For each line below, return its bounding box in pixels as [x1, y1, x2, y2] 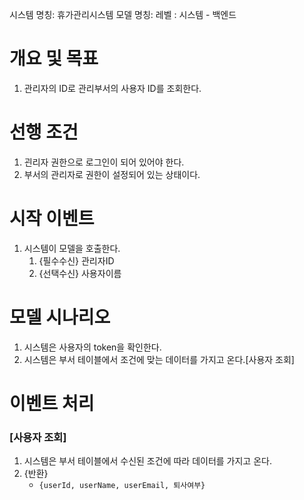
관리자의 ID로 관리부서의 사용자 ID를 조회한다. [23, 82, 202, 94]
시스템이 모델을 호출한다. [23, 242, 121, 254]
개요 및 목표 [9, 48, 99, 70]
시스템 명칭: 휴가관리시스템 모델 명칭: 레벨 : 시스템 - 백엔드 [9, 9, 237, 20]
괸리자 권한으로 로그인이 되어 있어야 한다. [23, 156, 185, 168]
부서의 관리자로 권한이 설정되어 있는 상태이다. [23, 168, 201, 180]
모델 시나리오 [9, 306, 111, 328]
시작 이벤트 [9, 208, 95, 230]
